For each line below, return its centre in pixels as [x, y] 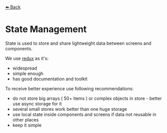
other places [25, 119]
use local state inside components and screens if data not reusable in [85, 114]
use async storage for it [37, 104]
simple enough [28, 73]
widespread [25, 68]
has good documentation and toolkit [50, 79]
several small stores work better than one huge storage [70, 109]
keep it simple [27, 125]
